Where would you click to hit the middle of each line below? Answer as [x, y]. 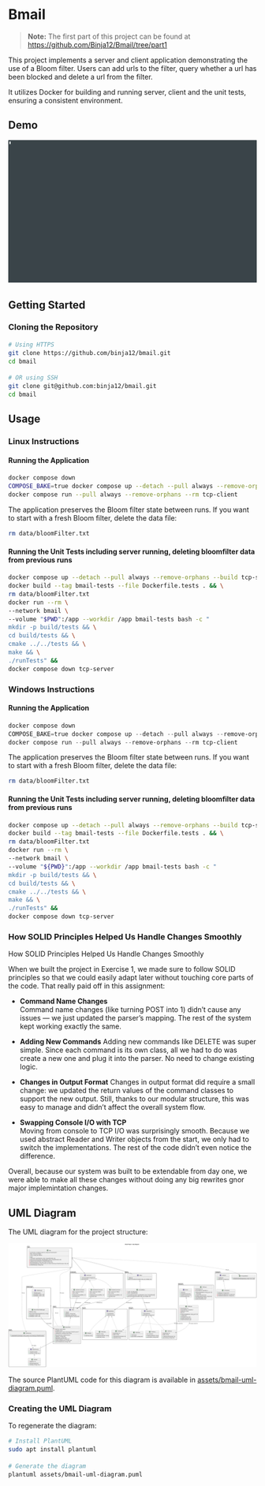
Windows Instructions [51, 689]
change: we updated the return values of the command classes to [127, 1091]
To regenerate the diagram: [52, 1426]
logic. [28, 1067]
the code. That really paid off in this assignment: [87, 986]
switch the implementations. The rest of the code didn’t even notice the [136, 1148]
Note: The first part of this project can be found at [109, 36]
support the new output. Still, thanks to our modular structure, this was [134, 1099]
